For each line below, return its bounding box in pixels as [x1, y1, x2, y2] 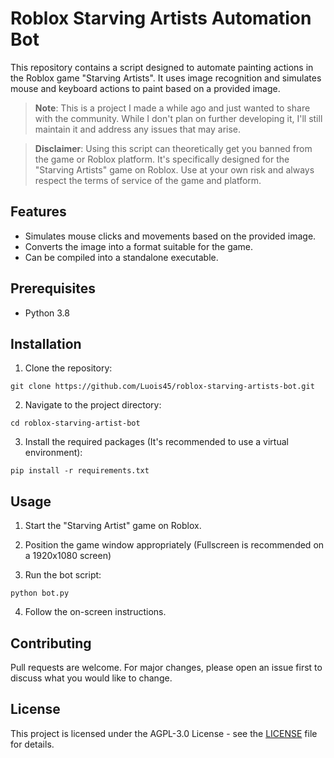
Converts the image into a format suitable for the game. [24, 240, 254, 252]
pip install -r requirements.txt [10, 466, 150, 476]
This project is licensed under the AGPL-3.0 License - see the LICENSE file [10, 727, 318, 739]
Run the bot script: [24, 569, 102, 581]
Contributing [10, 635, 92, 652]
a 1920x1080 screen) [24, 550, 112, 562]
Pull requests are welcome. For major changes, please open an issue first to [10, 662, 323, 673]
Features [10, 203, 67, 221]
